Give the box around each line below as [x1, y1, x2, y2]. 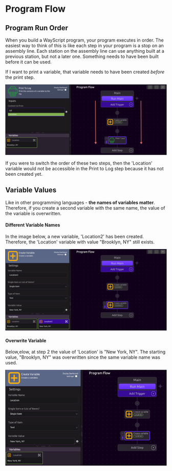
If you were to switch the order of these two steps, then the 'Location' [5, 160, 153, 166]
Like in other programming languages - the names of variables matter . [5, 199, 155, 206]
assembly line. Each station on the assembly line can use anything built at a [5, 48, 165, 54]
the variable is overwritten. [5, 210, 62, 216]
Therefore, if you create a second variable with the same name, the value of [5, 204, 165, 211]
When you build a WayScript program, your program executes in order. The [5, 37, 164, 43]
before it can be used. [5, 59, 52, 65]
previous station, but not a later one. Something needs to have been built [5, 53, 159, 59]
